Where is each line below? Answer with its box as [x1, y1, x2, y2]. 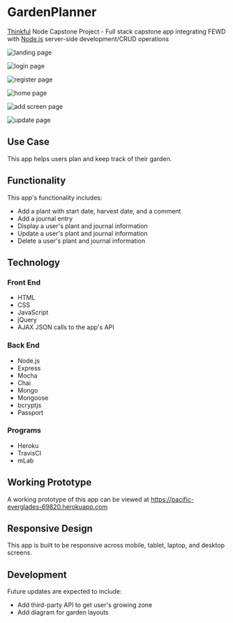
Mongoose [17, 393, 49, 402]
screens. [7, 548, 33, 557]
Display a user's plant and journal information [17, 221, 148, 230]
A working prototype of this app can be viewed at [7, 495, 150, 503]
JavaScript [17, 308, 49, 317]
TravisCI [17, 449, 42, 457]
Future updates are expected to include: [7, 587, 122, 596]
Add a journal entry [17, 214, 73, 223]
